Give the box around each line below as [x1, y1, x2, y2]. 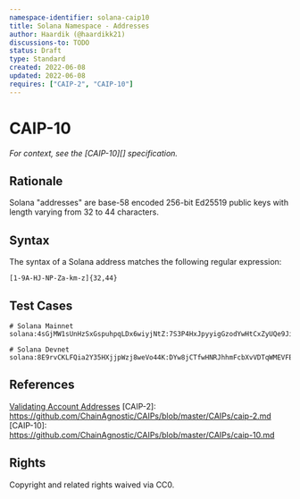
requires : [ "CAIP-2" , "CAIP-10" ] [9, 80, 134, 89]
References [9, 377, 75, 393]
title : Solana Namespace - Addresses [9, 21, 150, 30]
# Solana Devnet [9, 345, 70, 354]
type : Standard [9, 55, 66, 63]
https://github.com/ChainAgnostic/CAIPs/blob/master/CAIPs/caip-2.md [9, 410, 272, 421]
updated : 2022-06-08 [9, 72, 87, 80]
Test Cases [9, 298, 73, 313]
